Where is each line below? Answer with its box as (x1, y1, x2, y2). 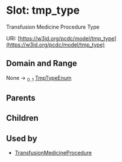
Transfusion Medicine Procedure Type (6, 23, 99, 30)
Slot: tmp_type (6, 4, 80, 17)
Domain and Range (6, 58, 78, 68)
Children (6, 113, 38, 123)
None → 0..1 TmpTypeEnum (6, 74, 72, 83)
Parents (6, 93, 36, 103)
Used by (6, 133, 37, 144)
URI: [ (6, 35, 20, 42)
